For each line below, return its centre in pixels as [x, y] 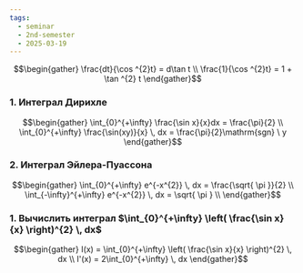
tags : [20, 18]
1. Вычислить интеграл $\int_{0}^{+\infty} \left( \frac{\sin [141, 217]
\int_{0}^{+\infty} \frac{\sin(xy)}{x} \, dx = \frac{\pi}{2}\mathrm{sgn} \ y [153, 132]
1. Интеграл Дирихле [58, 103]
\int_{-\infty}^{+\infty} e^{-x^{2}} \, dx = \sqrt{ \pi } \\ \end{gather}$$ [153, 194]
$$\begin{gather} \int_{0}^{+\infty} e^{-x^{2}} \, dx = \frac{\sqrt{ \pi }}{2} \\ [153, 185]
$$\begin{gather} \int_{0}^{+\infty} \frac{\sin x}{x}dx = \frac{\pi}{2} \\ [153, 122]
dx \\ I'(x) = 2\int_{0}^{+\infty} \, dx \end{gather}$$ [153, 259]
